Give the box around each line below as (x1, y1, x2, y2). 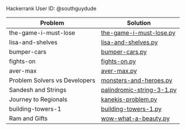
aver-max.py (100, 67, 137, 75)
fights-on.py (100, 57, 136, 65)
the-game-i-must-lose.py (100, 29, 176, 37)
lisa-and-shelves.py (100, 38, 158, 46)
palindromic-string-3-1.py (100, 86, 177, 94)
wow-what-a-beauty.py (100, 114, 170, 122)
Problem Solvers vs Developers (9, 76, 96, 84)
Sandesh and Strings (9, 86, 66, 94)
